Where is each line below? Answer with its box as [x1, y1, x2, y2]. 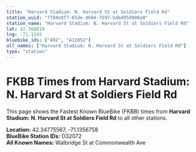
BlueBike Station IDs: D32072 [6, 132, 82, 140]
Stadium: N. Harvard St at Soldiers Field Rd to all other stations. [6, 114, 167, 122]
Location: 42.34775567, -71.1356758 [6, 126, 99, 133]
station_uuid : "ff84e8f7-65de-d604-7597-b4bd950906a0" [6, 15, 149, 21]
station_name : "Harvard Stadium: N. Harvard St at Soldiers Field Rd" [6, 20, 189, 26]
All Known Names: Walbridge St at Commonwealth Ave [6, 139, 146, 146]
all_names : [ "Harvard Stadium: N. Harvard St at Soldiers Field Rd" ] [6, 43, 187, 49]
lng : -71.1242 [6, 32, 43, 38]
